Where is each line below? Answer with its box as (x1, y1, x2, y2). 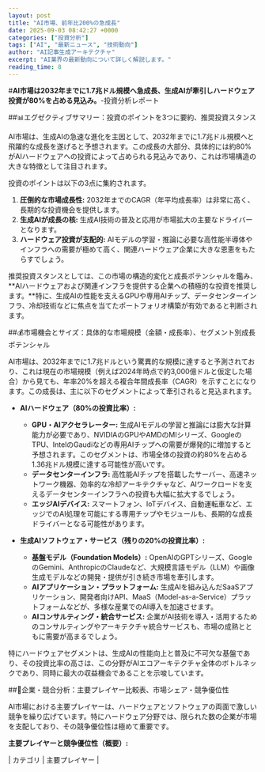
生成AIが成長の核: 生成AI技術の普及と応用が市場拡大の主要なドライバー (19, 214, 253, 224)
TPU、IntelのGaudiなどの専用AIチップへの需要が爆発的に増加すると (31, 440, 252, 449)
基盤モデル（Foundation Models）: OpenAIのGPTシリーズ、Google (31, 552, 253, 562)
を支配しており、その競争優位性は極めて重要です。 (8, 721, 174, 731)
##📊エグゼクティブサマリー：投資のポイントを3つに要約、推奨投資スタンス (8, 112, 257, 122)
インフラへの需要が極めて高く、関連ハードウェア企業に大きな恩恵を (19, 244, 242, 254)
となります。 (19, 225, 61, 234)
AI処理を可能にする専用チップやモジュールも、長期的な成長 (59, 509, 253, 518)
